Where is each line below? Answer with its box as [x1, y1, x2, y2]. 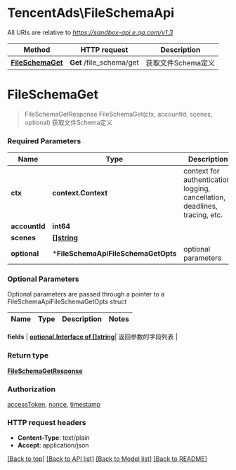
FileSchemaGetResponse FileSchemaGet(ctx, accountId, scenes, [24, 110, 213, 118]
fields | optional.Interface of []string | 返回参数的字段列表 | [7, 332, 178, 341]
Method [23, 44, 51, 54]
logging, [183, 184, 211, 194]
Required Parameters [7, 136, 81, 145]
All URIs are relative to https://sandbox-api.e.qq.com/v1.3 [7, 28, 173, 37]
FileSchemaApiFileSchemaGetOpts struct [7, 297, 127, 306]
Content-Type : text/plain [17, 433, 90, 442]
